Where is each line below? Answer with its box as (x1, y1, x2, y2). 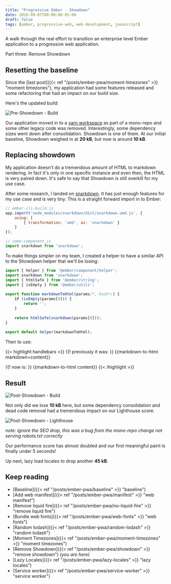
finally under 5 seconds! (5, 448, 56, 454)
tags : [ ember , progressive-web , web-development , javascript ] (5, 21, 140, 27)
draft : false (5, 17, 33, 22)
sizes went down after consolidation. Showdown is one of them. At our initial (5, 131, 166, 137)
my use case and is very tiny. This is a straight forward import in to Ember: (5, 196, 162, 202)
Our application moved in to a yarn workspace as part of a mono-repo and (5, 120, 162, 126)
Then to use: (5, 339, 32, 345)
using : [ (14, 215, 33, 220)
